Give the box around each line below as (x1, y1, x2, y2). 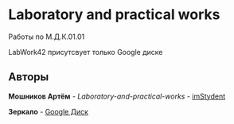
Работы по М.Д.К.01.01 (8, 32, 85, 41)
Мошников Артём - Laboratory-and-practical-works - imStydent (8, 91, 225, 101)
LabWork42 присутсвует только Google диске (8, 47, 163, 56)
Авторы (8, 70, 49, 84)
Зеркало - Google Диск (8, 107, 89, 116)
